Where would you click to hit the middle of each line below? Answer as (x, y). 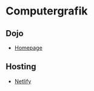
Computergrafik (47, 11)
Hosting (21, 67)
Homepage (29, 48)
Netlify (23, 81)
